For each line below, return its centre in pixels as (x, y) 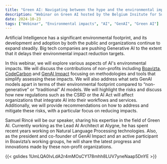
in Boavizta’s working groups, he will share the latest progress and (73, 142)
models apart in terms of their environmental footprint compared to (74, 84)
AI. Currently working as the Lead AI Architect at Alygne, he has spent (77, 126)
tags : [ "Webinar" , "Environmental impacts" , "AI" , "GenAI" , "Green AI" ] (82, 24)
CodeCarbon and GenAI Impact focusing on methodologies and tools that (80, 74)
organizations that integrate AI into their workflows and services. (71, 100)
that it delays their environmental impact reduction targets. (65, 54)
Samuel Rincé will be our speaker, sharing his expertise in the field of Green (83, 120)
